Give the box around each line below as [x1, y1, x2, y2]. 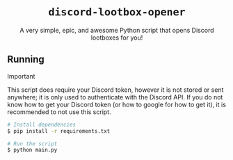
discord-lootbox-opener [48, 6, 186, 19]
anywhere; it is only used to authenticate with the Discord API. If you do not [7, 93, 223, 101]
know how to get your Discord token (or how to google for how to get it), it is [7, 100, 226, 109]
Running [7, 54, 45, 65]
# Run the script [7, 140, 58, 147]
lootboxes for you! [90, 33, 143, 42]
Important [7, 72, 35, 80]
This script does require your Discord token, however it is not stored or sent [7, 86, 224, 94]
